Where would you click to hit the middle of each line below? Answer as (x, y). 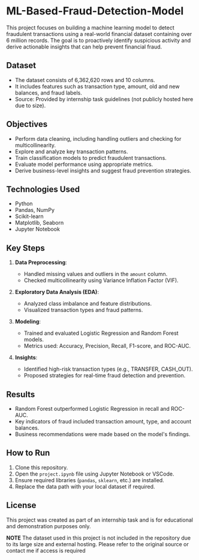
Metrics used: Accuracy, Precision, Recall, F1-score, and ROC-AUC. (107, 346)
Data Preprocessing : (41, 262)
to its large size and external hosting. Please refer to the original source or (97, 544)
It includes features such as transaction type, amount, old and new (97, 86)
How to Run (28, 453)
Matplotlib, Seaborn (39, 223)
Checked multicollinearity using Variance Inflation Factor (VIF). (101, 280)
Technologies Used (43, 189)
